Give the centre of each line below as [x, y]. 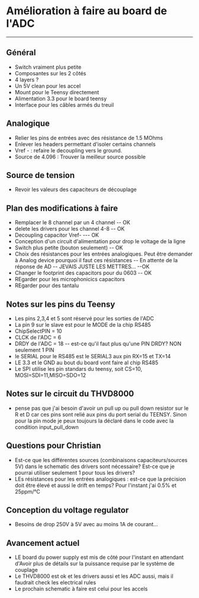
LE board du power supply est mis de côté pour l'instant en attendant [99, 557]
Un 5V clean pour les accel [48, 86]
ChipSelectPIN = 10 [38, 331]
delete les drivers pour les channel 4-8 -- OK [70, 229]
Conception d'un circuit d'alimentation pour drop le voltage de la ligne [100, 241]
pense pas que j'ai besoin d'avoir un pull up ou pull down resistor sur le [102, 408]
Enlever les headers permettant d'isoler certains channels [85, 144]
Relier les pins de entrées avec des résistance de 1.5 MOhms [89, 138]
